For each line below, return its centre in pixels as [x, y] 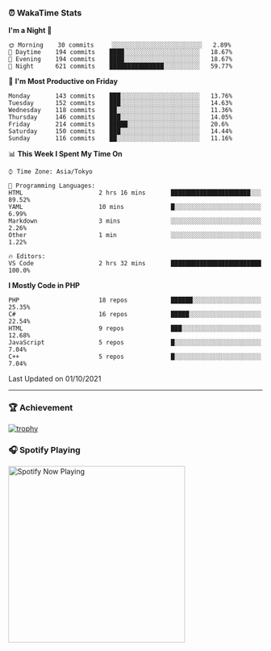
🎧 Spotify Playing [44, 449]
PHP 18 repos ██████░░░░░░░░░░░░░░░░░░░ [135, 300]
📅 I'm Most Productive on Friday [63, 81]
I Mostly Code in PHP [44, 286]
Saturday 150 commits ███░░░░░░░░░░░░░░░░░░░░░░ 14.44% [120, 131]
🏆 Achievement [41, 408]
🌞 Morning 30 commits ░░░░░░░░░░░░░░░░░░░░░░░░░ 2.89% [120, 45]
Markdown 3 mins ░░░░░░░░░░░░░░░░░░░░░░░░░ [135, 221]
